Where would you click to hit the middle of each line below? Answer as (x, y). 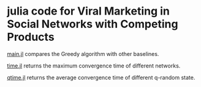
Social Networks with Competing (93, 24)
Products (31, 37)
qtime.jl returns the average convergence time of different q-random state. (101, 77)
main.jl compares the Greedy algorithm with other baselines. (83, 54)
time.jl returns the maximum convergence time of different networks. (94, 66)
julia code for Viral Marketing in (89, 11)
